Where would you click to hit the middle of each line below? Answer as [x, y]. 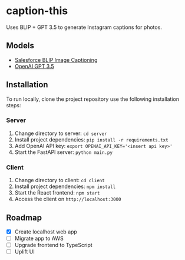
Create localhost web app [46, 232]
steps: [14, 105]
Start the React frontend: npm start [57, 193]
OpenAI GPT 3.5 [34, 66]
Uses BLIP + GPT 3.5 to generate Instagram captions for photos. [84, 27]
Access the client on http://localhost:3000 [68, 199]
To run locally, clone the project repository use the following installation [93, 99]
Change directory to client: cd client [60, 180]
